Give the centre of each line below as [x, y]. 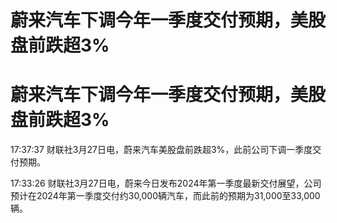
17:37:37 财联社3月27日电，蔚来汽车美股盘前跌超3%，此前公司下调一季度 [161, 150]
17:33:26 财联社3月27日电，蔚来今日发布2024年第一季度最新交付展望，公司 [166, 183]
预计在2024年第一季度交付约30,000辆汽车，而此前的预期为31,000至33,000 [165, 196]
